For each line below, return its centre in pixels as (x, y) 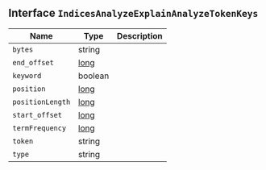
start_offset (37, 115)
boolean (94, 76)
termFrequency (39, 128)
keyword (27, 75)
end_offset (33, 62)
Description (139, 35)
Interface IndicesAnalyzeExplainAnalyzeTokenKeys (133, 13)
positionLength (42, 102)
